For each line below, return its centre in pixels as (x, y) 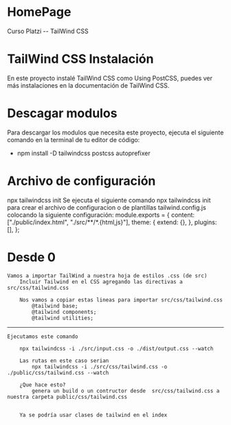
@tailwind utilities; (63, 318)
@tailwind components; (64, 312)
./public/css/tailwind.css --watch (58, 373)
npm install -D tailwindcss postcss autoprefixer (84, 153)
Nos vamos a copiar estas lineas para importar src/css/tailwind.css (121, 300)
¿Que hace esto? (43, 385)
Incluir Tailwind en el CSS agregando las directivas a (101, 281)
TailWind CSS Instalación (80, 59)
